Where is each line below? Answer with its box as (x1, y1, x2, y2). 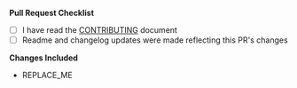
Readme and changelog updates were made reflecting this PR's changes (21, 35, 288, 45)
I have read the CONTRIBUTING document (21, 25, 177, 35)
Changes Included (9, 52, 78, 63)
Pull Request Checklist (9, 8, 95, 18)
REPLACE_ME (21, 70, 73, 81)
